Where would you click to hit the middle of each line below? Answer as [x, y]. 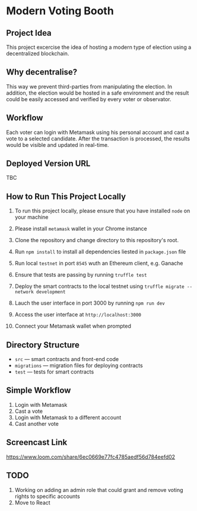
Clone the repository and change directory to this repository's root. [97, 240]
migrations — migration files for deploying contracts [79, 366]
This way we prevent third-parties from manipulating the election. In [89, 86]
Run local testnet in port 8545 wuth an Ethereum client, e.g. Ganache [99, 264]
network [24, 292]
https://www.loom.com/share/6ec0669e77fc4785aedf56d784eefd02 [91, 457]
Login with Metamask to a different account [68, 417]
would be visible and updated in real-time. [58, 145]
